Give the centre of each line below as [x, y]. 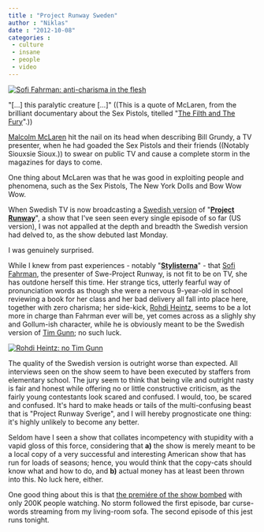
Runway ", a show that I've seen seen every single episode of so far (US [125, 217]
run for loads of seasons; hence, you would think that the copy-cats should [130, 462]
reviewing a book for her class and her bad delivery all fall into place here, [128, 299]
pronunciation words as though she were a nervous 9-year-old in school [126, 290]
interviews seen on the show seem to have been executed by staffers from [129, 372]
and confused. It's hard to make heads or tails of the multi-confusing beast [130, 405]
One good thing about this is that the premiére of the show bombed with [125, 494]
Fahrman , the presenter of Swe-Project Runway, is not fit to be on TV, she [128, 274]
